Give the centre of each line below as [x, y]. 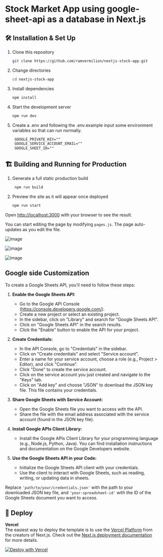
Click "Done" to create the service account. [63, 369]
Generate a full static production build [50, 178]
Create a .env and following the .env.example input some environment [82, 125]
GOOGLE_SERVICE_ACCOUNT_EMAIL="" [48, 144]
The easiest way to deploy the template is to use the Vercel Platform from [79, 530]
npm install [24, 98]
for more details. [21, 540]
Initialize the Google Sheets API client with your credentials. [79, 467]
